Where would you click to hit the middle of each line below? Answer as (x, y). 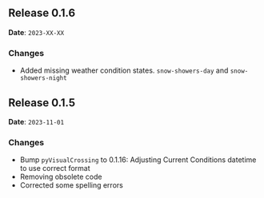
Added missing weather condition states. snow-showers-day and (124, 70)
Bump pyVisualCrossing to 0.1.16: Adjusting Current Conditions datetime (138, 160)
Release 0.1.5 (42, 103)
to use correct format (55, 168)
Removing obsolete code (61, 177)
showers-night (43, 78)
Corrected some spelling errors (72, 185)
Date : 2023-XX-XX (36, 32)
